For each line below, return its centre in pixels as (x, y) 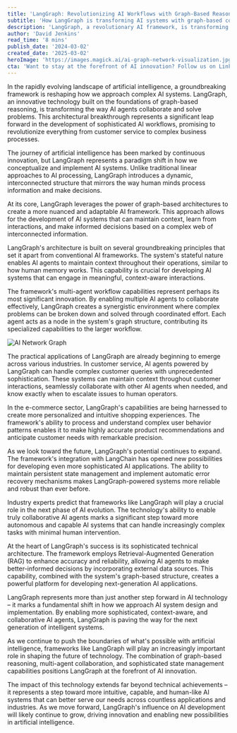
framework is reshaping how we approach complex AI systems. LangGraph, (117, 94)
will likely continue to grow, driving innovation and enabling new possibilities (118, 715)
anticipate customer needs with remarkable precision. (85, 437)
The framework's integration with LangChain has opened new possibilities (115, 458)
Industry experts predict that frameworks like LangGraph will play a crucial (115, 502)
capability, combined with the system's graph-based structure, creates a (113, 576)
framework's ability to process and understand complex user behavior (109, 422)
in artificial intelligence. (41, 722)
